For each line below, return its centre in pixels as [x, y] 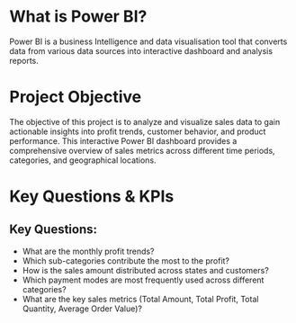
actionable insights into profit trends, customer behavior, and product [138, 131]
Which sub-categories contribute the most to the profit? [126, 260]
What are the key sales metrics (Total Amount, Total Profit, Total [140, 299]
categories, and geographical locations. [83, 160]
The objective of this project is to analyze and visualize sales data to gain [145, 121]
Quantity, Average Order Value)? [82, 309]
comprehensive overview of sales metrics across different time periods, [143, 150]
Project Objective [76, 97]
